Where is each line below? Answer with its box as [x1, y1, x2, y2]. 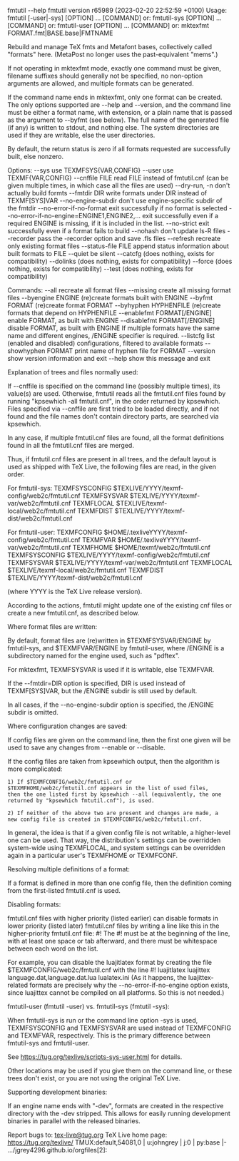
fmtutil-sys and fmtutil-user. [7, 1039, 90, 1047]
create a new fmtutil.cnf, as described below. [7, 609, 140, 617]
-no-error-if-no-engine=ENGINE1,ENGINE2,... [7, 212, 141, 220]
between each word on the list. [7, 944, 98, 953]
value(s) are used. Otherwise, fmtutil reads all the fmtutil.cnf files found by [7, 389, 226, 398]
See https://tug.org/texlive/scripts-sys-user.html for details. [7, 1053, 183, 1061]
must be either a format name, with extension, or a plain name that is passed [7, 108, 233, 116]
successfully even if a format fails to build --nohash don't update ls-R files [7, 227, 226, 235]
